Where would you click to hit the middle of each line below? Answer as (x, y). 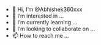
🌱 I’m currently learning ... (45, 22)
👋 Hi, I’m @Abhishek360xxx (47, 9)
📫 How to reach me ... (40, 36)
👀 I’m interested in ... (38, 16)
